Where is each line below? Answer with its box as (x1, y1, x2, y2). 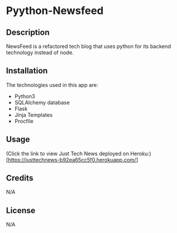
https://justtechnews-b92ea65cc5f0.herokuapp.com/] (8, 156, 138, 163)
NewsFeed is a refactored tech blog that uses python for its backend (6, 43, 171, 50)
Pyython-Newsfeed (6, 4, 104, 18)
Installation (6, 66, 48, 76)
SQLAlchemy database (14, 99, 70, 106)
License (6, 206, 36, 215)
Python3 (14, 92, 35, 100)
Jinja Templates (14, 111, 53, 118)
